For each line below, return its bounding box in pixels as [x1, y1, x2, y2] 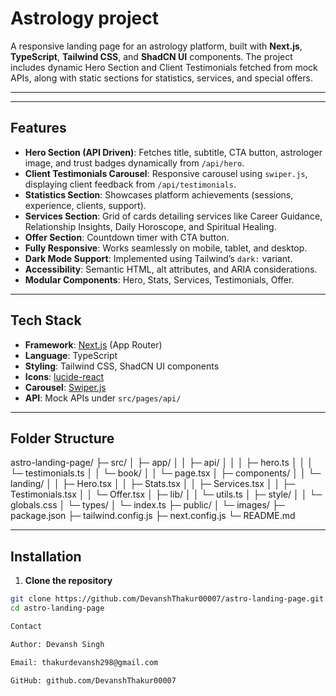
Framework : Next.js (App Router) [24, 338, 163, 351]
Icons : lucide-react [24, 370, 105, 382]
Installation [10, 548, 82, 565]
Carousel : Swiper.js [24, 381, 107, 393]
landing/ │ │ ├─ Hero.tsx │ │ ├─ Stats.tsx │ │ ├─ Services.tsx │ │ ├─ [10, 478, 296, 490]
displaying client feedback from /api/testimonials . [24, 178, 237, 190]
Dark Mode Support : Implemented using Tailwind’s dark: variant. [24, 252, 293, 264]
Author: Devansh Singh [10, 639, 105, 649]
